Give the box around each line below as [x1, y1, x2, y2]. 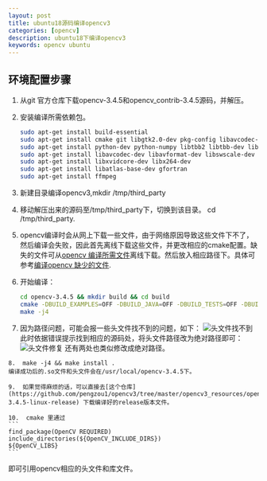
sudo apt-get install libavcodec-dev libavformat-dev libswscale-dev [19, 151, 256, 158]
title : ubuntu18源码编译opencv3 [8, 19, 111, 27]
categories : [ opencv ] [8, 26, 80, 34]
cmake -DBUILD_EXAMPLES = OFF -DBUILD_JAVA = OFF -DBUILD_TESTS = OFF [19, 300, 238, 308]
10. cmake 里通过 [8, 413, 66, 422]
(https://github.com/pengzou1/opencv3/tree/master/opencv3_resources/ [8, 389, 247, 398]
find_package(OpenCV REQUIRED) [8, 428, 112, 436]
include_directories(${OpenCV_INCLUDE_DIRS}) [8, 435, 161, 443]
